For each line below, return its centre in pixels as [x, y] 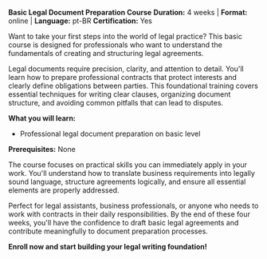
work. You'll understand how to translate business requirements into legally [132, 173]
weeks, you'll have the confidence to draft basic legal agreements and [124, 223]
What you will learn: [42, 118]
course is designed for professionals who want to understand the [116, 45]
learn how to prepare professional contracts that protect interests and [123, 77]
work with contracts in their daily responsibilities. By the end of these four [130, 214]
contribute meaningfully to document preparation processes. [108, 231]
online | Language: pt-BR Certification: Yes [80, 21]
